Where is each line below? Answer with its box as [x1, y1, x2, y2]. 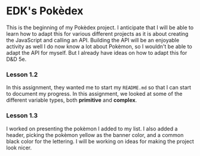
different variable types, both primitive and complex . [6, 96, 137, 104]
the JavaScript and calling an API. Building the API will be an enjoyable [6, 36, 180, 43]
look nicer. [6, 144, 32, 151]
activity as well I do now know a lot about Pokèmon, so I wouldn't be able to [6, 43, 193, 50]
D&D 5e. [6, 55, 27, 63]
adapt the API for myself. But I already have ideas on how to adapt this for [6, 49, 187, 56]
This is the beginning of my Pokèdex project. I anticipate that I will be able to [6, 24, 194, 31]
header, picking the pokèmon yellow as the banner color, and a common [6, 131, 184, 138]
